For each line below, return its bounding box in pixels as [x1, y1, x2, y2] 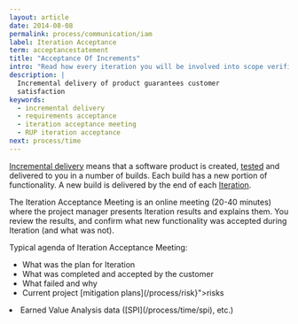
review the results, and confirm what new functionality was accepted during [9, 215, 287, 226]
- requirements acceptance [17, 112, 117, 120]
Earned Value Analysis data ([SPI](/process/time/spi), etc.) [20, 305, 234, 315]
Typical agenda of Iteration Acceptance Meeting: [9, 242, 188, 252]
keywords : [9, 95, 46, 104]
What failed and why [21, 278, 98, 289]
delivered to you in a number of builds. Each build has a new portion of [9, 170, 268, 181]
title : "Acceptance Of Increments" [9, 54, 141, 63]
